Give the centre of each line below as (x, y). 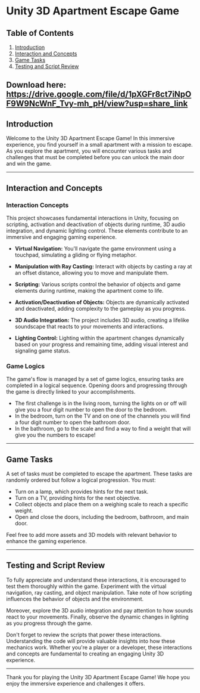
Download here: (36, 85)
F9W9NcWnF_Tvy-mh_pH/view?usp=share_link (97, 103)
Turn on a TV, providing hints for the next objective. (78, 498)
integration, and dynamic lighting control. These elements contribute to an (97, 230)
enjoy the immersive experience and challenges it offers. (76, 683)
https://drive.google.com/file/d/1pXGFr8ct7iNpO (99, 95)
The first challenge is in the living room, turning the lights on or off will (101, 403)
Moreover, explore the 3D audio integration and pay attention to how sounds (100, 610)
